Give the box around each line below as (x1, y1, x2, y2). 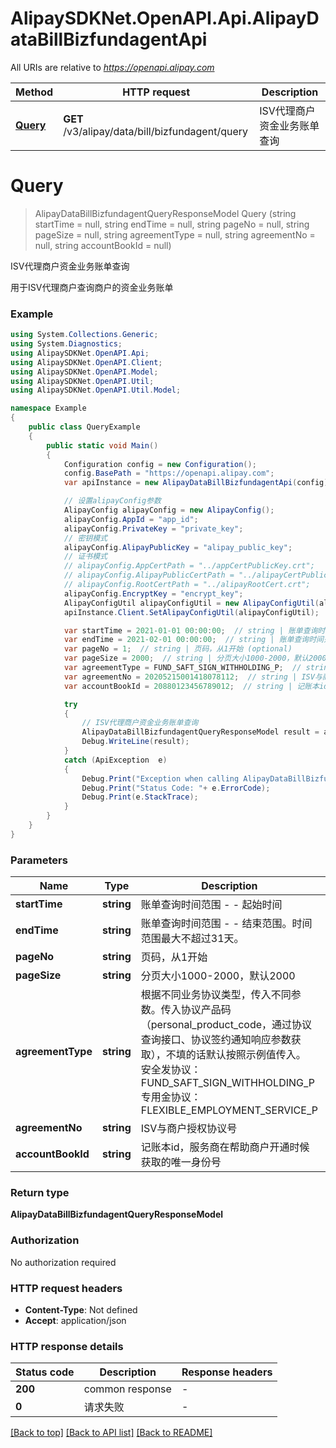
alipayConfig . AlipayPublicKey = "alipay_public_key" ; (63, 542, 293, 552)
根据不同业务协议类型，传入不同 (140, 988, 292, 1002)
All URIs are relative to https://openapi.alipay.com (10, 61, 215, 73)
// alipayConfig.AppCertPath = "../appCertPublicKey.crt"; (63, 561, 315, 571)
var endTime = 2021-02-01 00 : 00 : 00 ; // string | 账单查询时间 (63, 635, 325, 645)
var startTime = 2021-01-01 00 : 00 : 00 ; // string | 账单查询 (63, 625, 318, 636)
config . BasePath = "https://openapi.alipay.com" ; (63, 468, 275, 479)
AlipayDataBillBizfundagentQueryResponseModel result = (81, 727, 320, 737)
